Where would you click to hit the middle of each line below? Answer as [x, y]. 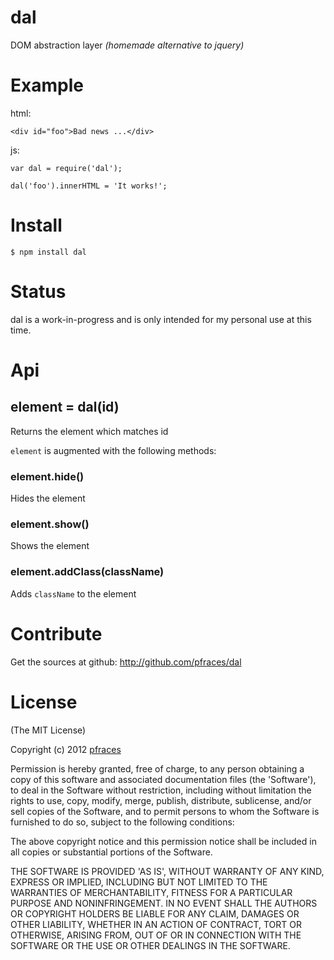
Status [38, 292]
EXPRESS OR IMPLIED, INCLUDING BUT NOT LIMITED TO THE [139, 882]
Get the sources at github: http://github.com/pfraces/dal [126, 662]
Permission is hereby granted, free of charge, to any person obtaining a [157, 768]
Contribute [56, 633]
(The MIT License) [48, 730]
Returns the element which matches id [89, 431]
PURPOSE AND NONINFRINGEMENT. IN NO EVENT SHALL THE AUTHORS [164, 903]
